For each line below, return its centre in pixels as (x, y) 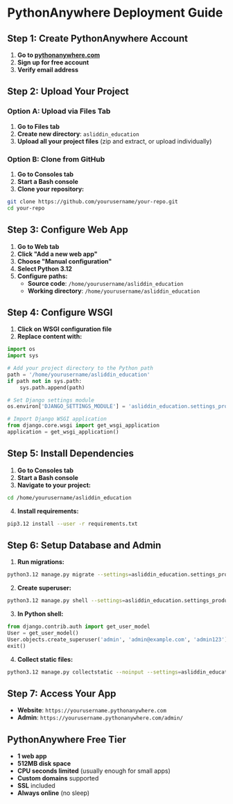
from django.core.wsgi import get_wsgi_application (83, 426)
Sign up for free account (53, 62)
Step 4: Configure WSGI (60, 313)
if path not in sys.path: (44, 381)
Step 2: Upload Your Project (68, 92)
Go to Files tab (38, 126)
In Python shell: (40, 614)
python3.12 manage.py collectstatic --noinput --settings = (94, 672)
